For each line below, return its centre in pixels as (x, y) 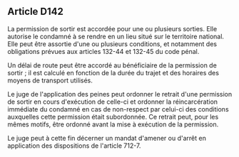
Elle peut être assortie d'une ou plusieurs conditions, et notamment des (112, 44)
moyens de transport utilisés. (50, 80)
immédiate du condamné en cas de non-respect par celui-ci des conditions (118, 109)
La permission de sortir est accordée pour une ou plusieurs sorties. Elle (112, 28)
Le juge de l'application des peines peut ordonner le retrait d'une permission (120, 94)
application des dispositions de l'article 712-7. (74, 146)
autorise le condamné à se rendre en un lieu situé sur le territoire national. (116, 36)
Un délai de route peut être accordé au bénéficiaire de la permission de (112, 65)
